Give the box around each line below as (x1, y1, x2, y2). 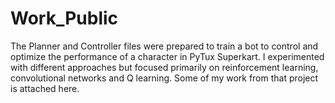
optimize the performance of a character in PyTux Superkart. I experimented (10, 50, 325, 62)
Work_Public (10, 7, 119, 30)
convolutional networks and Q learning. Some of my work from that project (10, 72, 319, 84)
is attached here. (10, 82, 80, 94)
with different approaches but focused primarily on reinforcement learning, (10, 61, 319, 73)
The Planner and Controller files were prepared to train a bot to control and (10, 40, 319, 52)
